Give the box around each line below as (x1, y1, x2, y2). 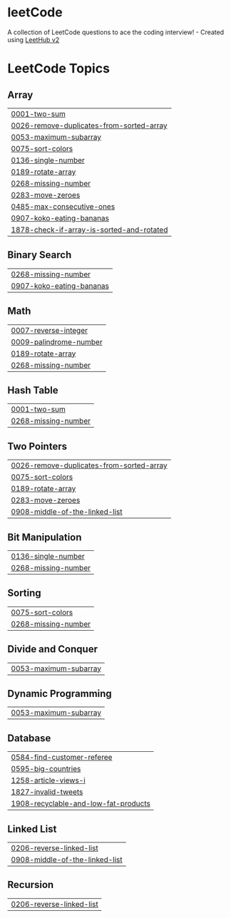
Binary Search (7, 249, 72, 261)
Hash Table (7, 384, 58, 396)
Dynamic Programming (7, 688, 112, 700)
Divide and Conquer (7, 643, 98, 656)
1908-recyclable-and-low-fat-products (11, 799, 151, 809)
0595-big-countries (11, 764, 81, 774)
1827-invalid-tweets (11, 787, 83, 797)
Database (7, 732, 51, 744)
